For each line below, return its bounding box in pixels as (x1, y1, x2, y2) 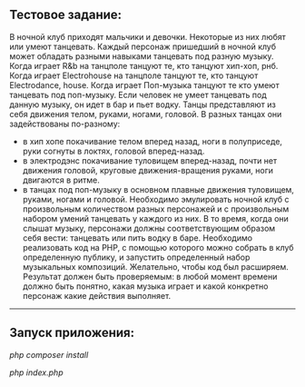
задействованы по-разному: (9, 118, 121, 129)
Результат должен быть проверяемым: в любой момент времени (22, 271, 278, 282)
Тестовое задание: (9, 7, 123, 23)
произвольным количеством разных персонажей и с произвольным (22, 203, 290, 214)
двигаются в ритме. (22, 174, 100, 185)
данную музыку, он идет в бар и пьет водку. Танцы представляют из (9, 99, 277, 110)
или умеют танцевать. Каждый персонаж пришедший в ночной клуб (9, 41, 277, 52)
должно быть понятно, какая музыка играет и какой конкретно (22, 281, 269, 292)
